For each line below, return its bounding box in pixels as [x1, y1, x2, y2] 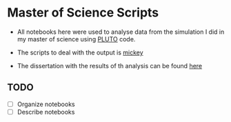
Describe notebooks [17, 108, 75, 116]
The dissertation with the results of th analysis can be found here [17, 61, 203, 70]
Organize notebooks [17, 100, 75, 108]
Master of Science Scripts [7, 5, 159, 21]
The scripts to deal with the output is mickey [17, 48, 143, 57]
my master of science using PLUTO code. [17, 34, 136, 43]
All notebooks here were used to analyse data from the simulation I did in [17, 28, 225, 36]
